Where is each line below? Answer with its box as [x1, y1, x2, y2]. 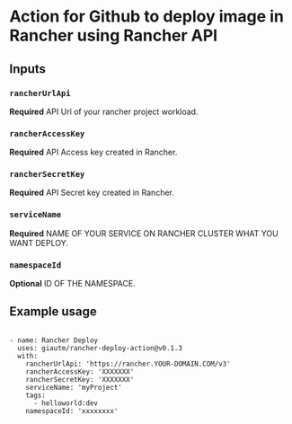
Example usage [9, 304, 97, 320]
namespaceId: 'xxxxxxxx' [25, 406, 119, 415]
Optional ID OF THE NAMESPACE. [9, 278, 137, 289]
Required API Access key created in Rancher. [9, 146, 178, 158]
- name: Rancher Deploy [9, 335, 99, 345]
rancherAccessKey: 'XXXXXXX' [25, 367, 135, 376]
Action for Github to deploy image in [9, 6, 285, 27]
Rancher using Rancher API [9, 25, 218, 46]
